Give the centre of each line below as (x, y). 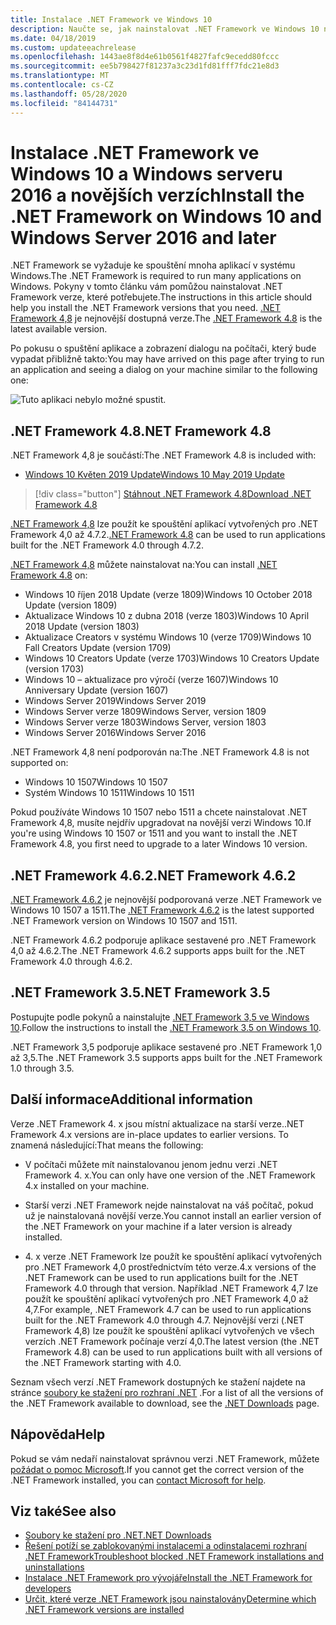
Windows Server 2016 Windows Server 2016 (115, 733)
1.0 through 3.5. (42, 1068)
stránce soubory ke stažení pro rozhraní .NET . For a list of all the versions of (167, 1392)
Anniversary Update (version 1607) (96, 690)
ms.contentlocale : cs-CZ (62, 85)
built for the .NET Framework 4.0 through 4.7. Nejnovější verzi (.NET (164, 1320)
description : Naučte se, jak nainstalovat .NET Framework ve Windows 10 (165, 29)
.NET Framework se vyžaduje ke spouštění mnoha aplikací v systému (153, 265)
